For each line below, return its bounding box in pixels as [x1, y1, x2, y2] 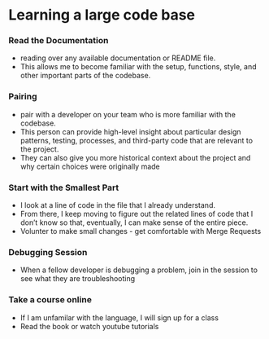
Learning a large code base [8, 6, 196, 24]
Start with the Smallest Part [8, 182, 119, 193]
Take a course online [8, 294, 92, 306]
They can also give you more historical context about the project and [20, 152, 251, 162]
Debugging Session [8, 247, 88, 258]
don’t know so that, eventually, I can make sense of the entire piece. [20, 218, 249, 227]
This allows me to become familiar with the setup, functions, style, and [20, 62, 258, 72]
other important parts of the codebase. [20, 71, 151, 81]
